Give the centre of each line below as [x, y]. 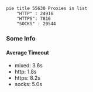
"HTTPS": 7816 [34, 19]
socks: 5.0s [28, 84]
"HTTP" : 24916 [35, 13]
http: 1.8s [25, 72]
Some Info [21, 38]
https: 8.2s [27, 78]
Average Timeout [27, 52]
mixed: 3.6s [28, 66]
